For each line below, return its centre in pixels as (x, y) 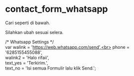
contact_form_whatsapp (57, 9)
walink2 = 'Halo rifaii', (27, 57)
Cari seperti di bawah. (28, 23)
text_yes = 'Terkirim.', (27, 63)
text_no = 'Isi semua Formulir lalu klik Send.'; (51, 68)
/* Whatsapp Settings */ (30, 42)
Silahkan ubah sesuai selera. (34, 32)
